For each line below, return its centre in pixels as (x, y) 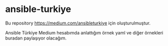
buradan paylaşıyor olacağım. (36, 38)
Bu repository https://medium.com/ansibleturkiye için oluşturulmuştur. (78, 23)
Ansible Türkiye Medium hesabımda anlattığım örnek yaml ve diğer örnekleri (84, 32)
